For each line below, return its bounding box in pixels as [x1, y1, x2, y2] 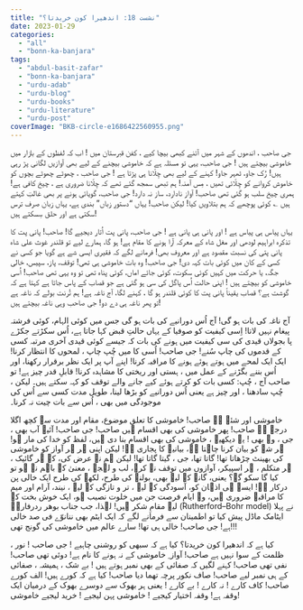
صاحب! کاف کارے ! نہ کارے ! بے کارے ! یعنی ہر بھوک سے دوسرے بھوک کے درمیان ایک [10, 579, 289, 590]
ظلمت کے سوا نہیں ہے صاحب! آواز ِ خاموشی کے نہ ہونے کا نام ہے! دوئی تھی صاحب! [10, 550, 285, 559]
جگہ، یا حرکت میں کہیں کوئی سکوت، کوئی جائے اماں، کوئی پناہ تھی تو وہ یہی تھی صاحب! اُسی [10, 267, 279, 277]
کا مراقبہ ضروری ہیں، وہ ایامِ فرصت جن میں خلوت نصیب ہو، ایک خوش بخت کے [10, 491, 284, 502]
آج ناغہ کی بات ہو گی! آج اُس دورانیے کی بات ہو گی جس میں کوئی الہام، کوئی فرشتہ [10, 315, 291, 326]
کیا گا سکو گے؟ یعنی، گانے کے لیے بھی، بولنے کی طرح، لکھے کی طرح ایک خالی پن [10, 472, 279, 483]
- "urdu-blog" [18, 88, 71, 97]
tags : [10, 55, 31, 64]
